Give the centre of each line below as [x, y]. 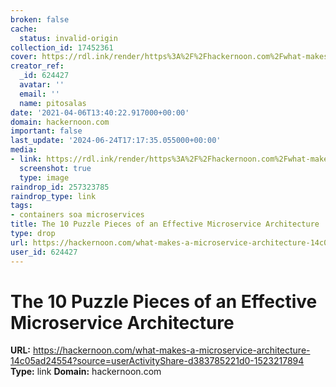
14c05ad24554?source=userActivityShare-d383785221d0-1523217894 [157, 361]
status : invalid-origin [68, 38]
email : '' [39, 94]
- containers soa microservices [77, 215]
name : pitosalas [53, 103]
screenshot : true [55, 168]
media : [24, 150]
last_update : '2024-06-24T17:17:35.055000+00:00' [116, 141]
